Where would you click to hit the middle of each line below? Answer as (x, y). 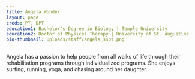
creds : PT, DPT (25, 23)
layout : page (22, 17)
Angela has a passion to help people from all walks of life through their (94, 57)
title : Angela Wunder (33, 12)
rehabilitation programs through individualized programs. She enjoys (91, 63)
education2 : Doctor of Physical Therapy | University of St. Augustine (97, 34)
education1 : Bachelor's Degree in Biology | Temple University (87, 28)
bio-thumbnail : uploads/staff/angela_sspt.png (65, 39)
